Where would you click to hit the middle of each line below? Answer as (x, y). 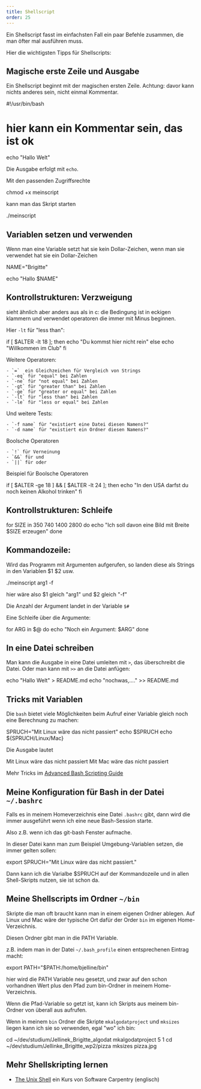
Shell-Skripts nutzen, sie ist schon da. (53, 880)
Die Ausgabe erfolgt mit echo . (43, 169)
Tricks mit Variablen (44, 699)
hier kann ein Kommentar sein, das (94, 128)
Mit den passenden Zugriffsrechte (48, 181)
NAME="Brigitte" (27, 267)
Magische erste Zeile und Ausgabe (73, 71)
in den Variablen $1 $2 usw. (40, 571)
